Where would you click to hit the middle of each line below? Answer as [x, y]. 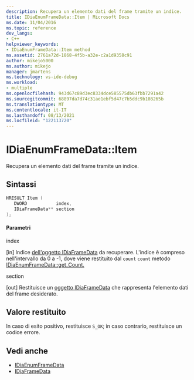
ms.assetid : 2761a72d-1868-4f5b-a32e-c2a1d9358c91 [69, 55]
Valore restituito [36, 312]
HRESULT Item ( [25, 198]
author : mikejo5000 [30, 60]
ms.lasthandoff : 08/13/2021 [40, 115]
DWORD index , [43, 203]
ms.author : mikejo [28, 66]
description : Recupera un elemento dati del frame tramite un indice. [94, 11]
